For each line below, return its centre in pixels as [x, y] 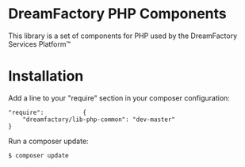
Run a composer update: [48, 141]
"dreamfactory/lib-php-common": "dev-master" [99, 120]
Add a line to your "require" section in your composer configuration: [119, 98]
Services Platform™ [40, 44]
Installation [46, 76]
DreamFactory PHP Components [118, 14]
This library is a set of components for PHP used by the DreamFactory [123, 36]
